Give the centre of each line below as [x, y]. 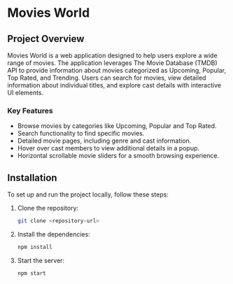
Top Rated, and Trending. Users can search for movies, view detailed [107, 78]
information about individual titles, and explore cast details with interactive [114, 85]
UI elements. [26, 93]
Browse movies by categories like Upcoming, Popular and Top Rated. [117, 126]
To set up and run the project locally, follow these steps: [88, 194]
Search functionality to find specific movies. [81, 134]
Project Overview [46, 39]
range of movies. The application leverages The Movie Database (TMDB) [113, 63]
